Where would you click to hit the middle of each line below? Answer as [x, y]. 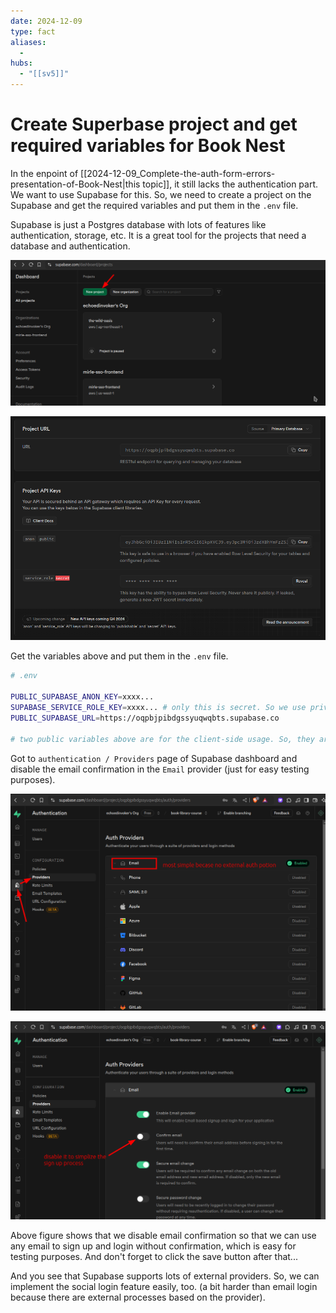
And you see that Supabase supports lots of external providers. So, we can [165, 1276]
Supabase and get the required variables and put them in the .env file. [154, 205]
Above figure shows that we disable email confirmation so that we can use [163, 1235]
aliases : [28, 42]
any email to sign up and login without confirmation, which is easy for [153, 1246]
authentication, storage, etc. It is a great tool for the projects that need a [158, 235]
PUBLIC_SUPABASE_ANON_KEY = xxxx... [82, 697]
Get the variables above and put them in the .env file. [119, 656]
